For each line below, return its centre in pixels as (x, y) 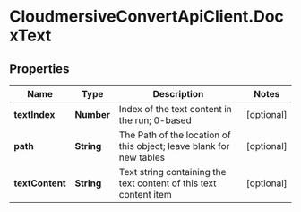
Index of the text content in (176, 109)
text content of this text (168, 183)
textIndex (34, 115)
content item (145, 194)
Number (92, 115)
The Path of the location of (175, 135)
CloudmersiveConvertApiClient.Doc (147, 17)
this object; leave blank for (174, 146)
